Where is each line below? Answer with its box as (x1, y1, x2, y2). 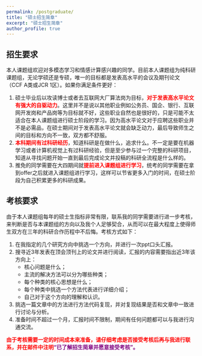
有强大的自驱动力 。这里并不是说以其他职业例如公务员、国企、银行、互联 (14, 101, 194, 109)
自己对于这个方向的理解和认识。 (23, 293, 103, 300)
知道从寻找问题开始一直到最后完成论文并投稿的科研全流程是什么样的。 (14, 154, 189, 161)
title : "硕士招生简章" (6, 14, 58, 20)
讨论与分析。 (20, 308, 52, 315)
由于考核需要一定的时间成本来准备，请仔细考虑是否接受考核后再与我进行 (6, 336, 185, 343)
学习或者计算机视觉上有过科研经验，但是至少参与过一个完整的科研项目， (14, 146, 194, 154)
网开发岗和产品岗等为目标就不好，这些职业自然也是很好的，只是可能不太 (14, 109, 194, 116)
